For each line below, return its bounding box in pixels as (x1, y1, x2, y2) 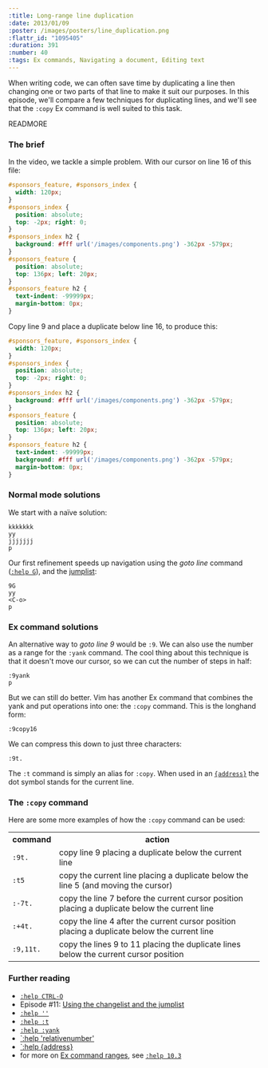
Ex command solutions (8, 621, 99, 632)
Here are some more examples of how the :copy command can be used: (8, 815, 246, 825)
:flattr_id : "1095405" (8, 34, 84, 42)
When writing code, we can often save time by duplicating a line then (8, 77, 235, 88)
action (144, 834, 170, 845)
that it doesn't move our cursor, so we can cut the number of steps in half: (8, 656, 252, 667)
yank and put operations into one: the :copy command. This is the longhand (8, 702, 257, 711)
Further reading (8, 973, 70, 984)
